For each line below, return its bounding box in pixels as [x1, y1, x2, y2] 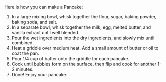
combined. [11, 40, 34, 46]
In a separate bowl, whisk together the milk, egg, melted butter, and [11, 24, 151, 30]
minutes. [16, 66, 34, 72]
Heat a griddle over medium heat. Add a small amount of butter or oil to [11, 45, 159, 51]
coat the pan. [11, 50, 39, 56]
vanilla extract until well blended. [11, 30, 80, 35]
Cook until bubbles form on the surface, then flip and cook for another [11, 61, 157, 67]
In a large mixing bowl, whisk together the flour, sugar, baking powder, [11, 14, 157, 19]
